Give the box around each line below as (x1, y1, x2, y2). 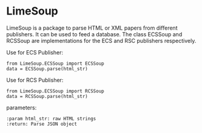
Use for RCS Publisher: (6, 76, 64, 83)
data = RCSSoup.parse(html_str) (6, 93, 88, 99)
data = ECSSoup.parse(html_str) (6, 65, 88, 72)
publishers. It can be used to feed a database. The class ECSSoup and (6, 30, 183, 37)
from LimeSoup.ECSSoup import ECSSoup (6, 60, 104, 66)
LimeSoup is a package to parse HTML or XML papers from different (6, 24, 178, 31)
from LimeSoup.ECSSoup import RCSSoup (6, 88, 104, 94)
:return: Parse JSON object (6, 121, 78, 127)
